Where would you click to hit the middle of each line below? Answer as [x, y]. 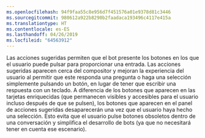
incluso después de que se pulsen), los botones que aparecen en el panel [99, 103]
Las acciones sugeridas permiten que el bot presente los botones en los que [103, 58]
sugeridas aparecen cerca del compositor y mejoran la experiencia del [95, 71]
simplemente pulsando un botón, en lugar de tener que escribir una [91, 84]
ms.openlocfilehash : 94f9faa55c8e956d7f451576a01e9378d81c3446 [89, 12]
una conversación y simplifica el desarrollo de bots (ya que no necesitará [99, 122]
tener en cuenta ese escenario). [47, 129]
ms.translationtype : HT [37, 23]
